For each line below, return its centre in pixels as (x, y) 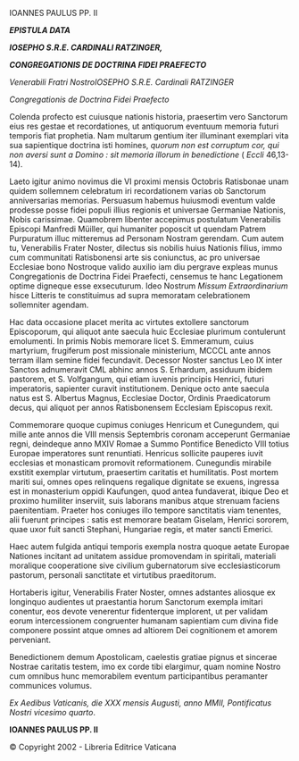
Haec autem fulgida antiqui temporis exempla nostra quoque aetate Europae (149, 547)
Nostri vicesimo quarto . (53, 712)
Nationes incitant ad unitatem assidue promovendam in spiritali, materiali (143, 556)
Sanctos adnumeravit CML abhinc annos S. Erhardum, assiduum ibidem (141, 369)
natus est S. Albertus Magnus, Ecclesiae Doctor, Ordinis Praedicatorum (140, 398)
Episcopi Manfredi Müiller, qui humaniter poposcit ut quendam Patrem (137, 229)
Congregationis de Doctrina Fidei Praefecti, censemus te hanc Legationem (146, 276)
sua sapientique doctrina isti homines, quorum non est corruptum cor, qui (144, 145)
